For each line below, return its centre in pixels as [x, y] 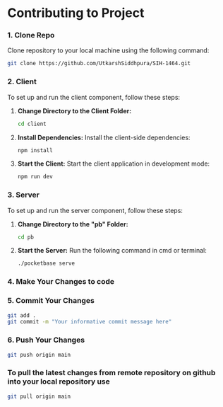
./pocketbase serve [46, 263]
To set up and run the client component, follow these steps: [94, 97]
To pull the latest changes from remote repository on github [111, 373]
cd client [32, 124]
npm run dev [35, 177]
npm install [35, 150]
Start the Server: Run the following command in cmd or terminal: [112, 251]
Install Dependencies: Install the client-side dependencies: [104, 137]
